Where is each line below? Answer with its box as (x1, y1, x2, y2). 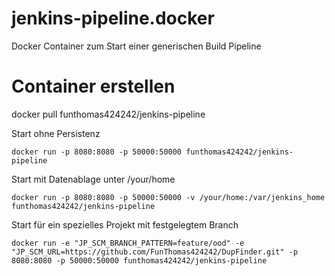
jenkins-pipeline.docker (11, 7, 215, 30)
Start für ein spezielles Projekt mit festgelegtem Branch (11, 218, 239, 231)
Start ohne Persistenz (11, 127, 101, 139)
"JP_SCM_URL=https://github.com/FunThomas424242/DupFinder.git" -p (11, 247, 299, 257)
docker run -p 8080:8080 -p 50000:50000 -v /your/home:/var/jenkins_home (11, 192, 326, 202)
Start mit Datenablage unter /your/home (11, 173, 176, 185)
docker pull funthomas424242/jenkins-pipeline (11, 108, 206, 120)
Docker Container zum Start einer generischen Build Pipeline (11, 40, 262, 52)
